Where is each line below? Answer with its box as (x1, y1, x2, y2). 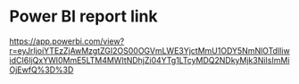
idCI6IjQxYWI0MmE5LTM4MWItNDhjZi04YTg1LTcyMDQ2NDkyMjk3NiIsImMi (9, 55, 290, 65)
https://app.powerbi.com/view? (9, 36, 125, 46)
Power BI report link (9, 6, 158, 27)
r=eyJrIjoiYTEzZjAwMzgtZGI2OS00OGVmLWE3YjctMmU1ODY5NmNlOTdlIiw (9, 45, 290, 55)
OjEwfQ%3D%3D (9, 64, 74, 75)
